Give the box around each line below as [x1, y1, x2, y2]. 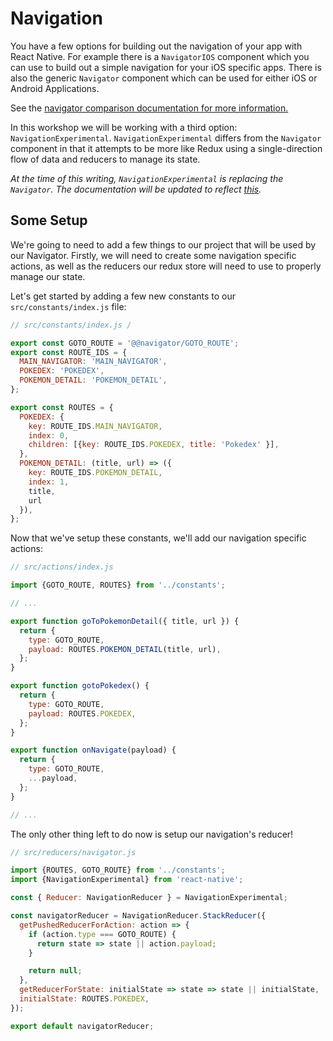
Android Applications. [10, 82, 100, 94]
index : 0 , [28, 430, 70, 441]
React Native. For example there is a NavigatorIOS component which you [10, 50, 310, 62]
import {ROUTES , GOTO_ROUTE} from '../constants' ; [10, 865, 226, 876]
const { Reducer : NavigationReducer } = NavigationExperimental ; [10, 893, 288, 903]
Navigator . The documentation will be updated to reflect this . [10, 183, 262, 195]
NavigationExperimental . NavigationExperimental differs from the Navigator [10, 132, 322, 144]
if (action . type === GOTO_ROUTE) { [28, 929, 177, 939]
